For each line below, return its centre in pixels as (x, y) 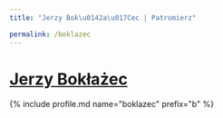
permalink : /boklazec (50, 34)
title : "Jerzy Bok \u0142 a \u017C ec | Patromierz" (103, 18)
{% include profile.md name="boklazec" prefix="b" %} (112, 104)
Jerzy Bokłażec (69, 79)
